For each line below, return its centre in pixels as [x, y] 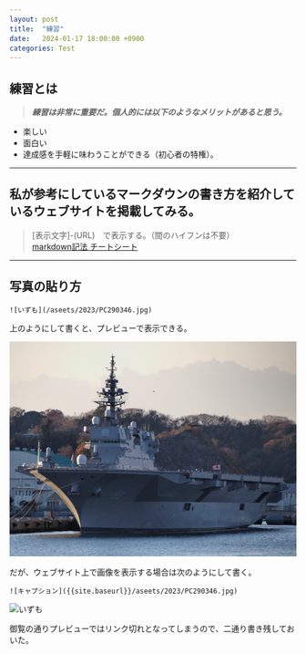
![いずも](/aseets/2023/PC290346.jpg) [81, 310]
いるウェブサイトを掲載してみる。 [105, 211]
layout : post [34, 19]
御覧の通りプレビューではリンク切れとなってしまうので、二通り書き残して [148, 628]
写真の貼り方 [46, 287]
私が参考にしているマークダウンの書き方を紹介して [153, 195]
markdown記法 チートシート [85, 246]
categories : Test [42, 48]
